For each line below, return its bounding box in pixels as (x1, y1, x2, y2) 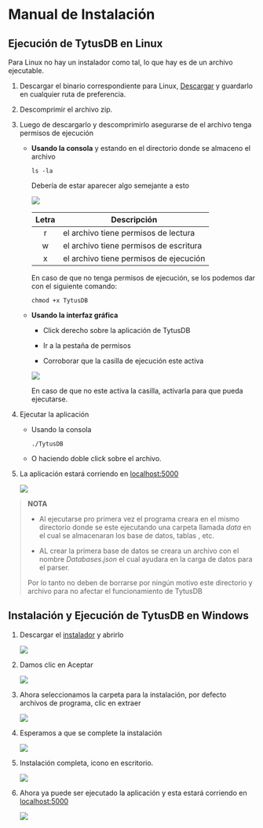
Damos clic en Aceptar (19, 660, 94, 669)
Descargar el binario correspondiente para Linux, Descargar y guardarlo (19, 81, 254, 90)
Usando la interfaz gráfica (31, 310, 119, 320)
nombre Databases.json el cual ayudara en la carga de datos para (38, 555, 253, 563)
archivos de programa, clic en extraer (19, 698, 141, 708)
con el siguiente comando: (31, 281, 118, 291)
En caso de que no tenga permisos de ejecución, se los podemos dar (31, 273, 256, 282)
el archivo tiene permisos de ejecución (62, 253, 206, 264)
